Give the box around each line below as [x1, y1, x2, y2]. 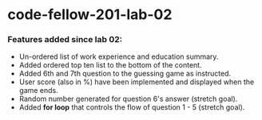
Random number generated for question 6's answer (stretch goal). [18, 94, 238, 104]
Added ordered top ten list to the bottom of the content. [18, 60, 202, 70]
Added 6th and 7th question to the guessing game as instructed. [18, 69, 232, 79]
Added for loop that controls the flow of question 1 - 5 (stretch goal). [18, 103, 245, 112]
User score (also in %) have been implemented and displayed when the [18, 77, 255, 87]
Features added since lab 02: [7, 34, 123, 45]
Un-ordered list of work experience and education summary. [18, 52, 219, 61]
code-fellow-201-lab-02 [7, 6, 173, 24]
